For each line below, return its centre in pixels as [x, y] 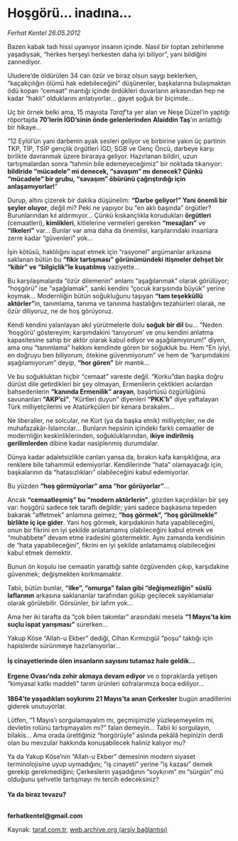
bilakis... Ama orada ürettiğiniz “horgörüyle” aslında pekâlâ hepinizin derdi [115, 735]
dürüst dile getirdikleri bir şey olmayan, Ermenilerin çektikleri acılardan [110, 384]
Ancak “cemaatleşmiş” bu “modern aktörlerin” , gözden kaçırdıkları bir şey [118, 499]
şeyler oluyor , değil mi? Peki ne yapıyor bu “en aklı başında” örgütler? [109, 207]
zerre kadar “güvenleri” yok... [50, 238]
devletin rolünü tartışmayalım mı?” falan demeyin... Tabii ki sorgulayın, [109, 727]
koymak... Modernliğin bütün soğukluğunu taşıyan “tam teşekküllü [105, 296]
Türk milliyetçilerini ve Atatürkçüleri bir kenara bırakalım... [91, 407]
